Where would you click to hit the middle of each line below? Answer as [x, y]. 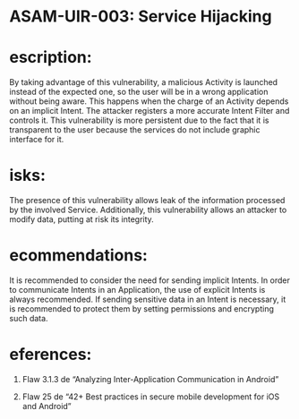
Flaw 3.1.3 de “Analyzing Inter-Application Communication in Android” [150, 379]
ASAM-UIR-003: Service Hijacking [141, 17]
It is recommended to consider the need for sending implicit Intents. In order [150, 280]
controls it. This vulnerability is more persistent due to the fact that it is [139, 120]
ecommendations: [78, 256]
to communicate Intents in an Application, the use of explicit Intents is [137, 290]
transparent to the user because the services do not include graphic [135, 130]
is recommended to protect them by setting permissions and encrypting [142, 309]
